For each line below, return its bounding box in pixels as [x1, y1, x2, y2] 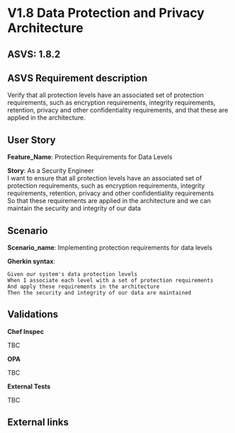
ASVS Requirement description [7, 72, 148, 84]
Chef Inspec [7, 327, 45, 335]
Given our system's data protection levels [7, 271, 138, 278]
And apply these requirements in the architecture [7, 283, 160, 291]
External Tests [7, 382, 51, 391]
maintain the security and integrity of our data [7, 204, 142, 213]
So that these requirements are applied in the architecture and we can [7, 197, 211, 205]
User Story [7, 134, 56, 146]
